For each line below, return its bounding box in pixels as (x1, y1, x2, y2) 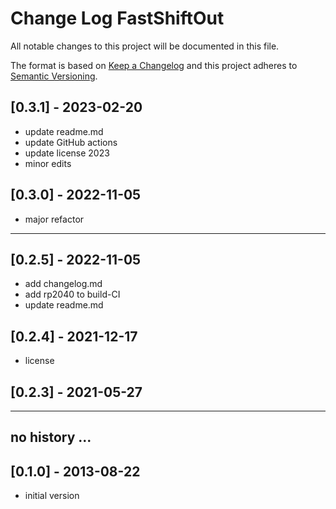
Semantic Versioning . (10, 70, 98, 82)
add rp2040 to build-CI (24, 288, 121, 301)
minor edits (24, 157, 72, 169)
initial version (24, 490, 80, 502)
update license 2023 (24, 147, 110, 159)
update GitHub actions (24, 136, 118, 148)
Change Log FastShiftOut (10, 7, 225, 30)
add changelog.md (24, 278, 103, 290)
